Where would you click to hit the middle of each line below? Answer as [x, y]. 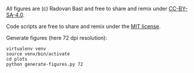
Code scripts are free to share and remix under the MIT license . [83, 26]
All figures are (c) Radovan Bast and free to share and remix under [87, 9]
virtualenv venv [26, 49]
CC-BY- [178, 9]
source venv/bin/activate [38, 54]
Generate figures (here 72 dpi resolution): [57, 38]
